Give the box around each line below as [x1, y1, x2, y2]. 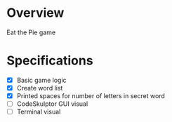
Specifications [6, 53, 93, 69]
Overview [6, 5, 65, 21]
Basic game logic [16, 76, 67, 84]
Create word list [16, 83, 63, 92]
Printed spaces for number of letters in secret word [16, 92, 166, 100]
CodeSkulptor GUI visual [16, 100, 88, 108]
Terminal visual [16, 107, 61, 116]
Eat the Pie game [6, 28, 56, 36]
